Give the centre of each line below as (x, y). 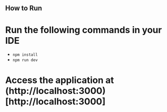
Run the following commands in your (84, 30)
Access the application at (60, 80)
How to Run (24, 8)
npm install (25, 55)
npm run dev (25, 60)
